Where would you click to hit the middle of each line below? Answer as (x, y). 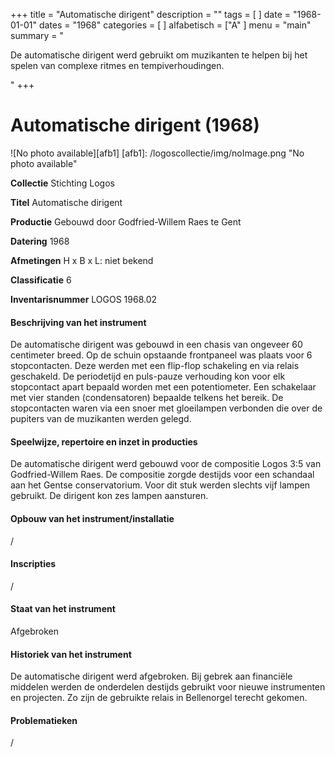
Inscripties (33, 564)
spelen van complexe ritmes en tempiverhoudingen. (117, 65)
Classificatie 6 (41, 280)
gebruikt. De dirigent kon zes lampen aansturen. (109, 496)
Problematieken (44, 720)
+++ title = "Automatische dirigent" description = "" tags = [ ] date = (151, 14)
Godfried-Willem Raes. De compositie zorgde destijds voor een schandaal (162, 475)
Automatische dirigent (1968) (135, 125)
